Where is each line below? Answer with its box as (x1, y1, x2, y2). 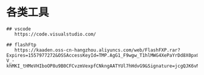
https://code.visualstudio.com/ (14, 31, 97, 37)
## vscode (6, 25, 32, 32)
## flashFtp (6, 42, 36, 48)
